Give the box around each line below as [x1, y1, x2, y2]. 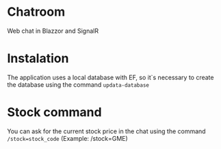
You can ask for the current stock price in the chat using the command [7, 127, 207, 135]
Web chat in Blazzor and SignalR [7, 27, 99, 35]
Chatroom [7, 4, 66, 20]
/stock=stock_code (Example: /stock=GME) [7, 134, 128, 142]
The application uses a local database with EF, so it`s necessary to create [7, 73, 214, 81]
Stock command [7, 105, 102, 120]
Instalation [7, 51, 69, 66]
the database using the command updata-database [7, 80, 149, 89]
